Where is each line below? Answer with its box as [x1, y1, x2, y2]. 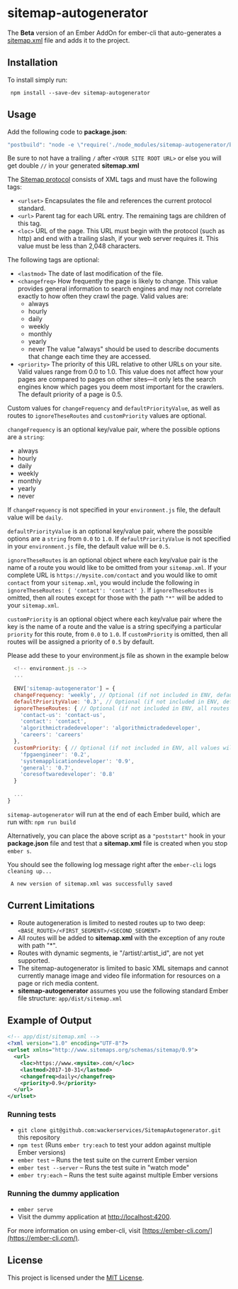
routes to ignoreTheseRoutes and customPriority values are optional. [7, 411, 207, 420]
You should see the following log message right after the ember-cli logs [7, 860, 217, 868]
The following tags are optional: [7, 256, 100, 264]
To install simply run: [7, 75, 68, 84]
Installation [7, 57, 58, 69]
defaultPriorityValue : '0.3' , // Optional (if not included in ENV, [13, 698, 220, 705]
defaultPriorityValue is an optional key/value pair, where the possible [7, 527, 213, 536]
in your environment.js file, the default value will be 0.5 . [7, 542, 171, 551]
